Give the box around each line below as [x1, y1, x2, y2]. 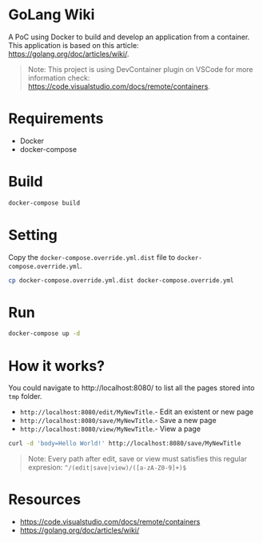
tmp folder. [8, 392, 42, 401]
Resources [8, 490, 82, 509]
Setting [8, 226, 58, 244]
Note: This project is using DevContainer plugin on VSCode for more [27, 64, 253, 74]
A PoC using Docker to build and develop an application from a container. [8, 32, 250, 42]
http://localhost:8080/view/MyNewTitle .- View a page [19, 424, 201, 433]
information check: [27, 73, 90, 82]
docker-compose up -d [8, 329, 81, 337]
